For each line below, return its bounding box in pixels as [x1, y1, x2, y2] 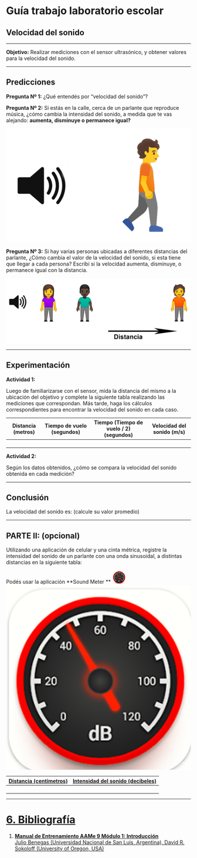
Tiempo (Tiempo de [93, 419, 144, 426]
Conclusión [6, 492, 49, 503]
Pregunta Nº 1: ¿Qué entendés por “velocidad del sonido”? [6, 93, 148, 100]
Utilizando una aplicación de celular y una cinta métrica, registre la [6, 546, 167, 553]
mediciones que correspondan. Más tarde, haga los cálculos [6, 399, 152, 406]
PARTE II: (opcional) [6, 530, 80, 541]
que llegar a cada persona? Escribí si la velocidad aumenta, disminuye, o [6, 260, 182, 267]
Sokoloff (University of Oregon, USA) [14, 845, 104, 852]
